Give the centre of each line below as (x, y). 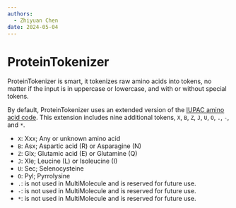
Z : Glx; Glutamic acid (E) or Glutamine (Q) (77, 154)
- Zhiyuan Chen (36, 20)
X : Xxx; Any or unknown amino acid (69, 139)
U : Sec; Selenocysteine (51, 169)
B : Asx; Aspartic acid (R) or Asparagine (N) (79, 146)
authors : (20, 14)
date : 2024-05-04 (33, 27)
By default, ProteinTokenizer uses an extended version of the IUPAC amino (116, 110)
